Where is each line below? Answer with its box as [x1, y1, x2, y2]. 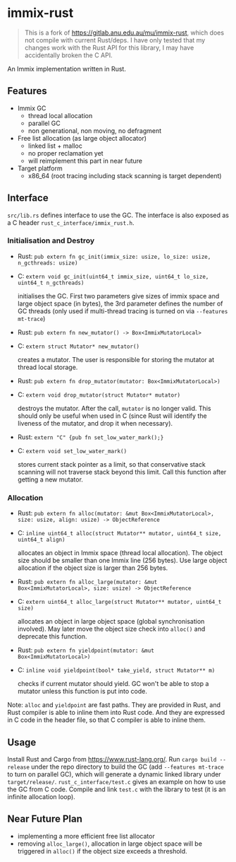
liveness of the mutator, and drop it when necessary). [17, 419, 173, 427]
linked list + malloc [27, 141, 82, 150]
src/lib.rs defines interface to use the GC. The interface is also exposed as [7, 211, 229, 219]
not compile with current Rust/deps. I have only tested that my [24, 35, 206, 44]
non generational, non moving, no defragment [27, 126, 162, 135]
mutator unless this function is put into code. [17, 687, 148, 696]
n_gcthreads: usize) [17, 260, 78, 267]
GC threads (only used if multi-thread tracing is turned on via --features [17, 306, 228, 315]
